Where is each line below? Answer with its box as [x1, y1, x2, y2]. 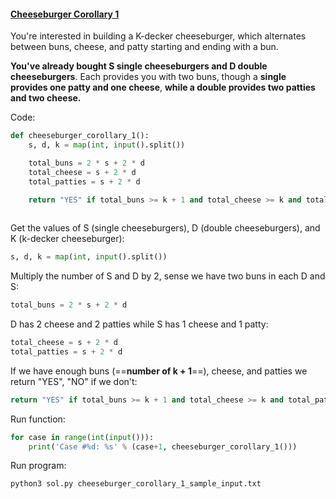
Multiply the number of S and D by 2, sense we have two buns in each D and [10, 270, 326, 282]
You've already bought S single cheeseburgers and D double [10, 60, 268, 72]
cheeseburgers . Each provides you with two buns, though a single [10, 71, 287, 83]
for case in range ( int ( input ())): [10, 432, 155, 442]
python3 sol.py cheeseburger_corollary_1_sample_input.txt [10, 479, 262, 489]
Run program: [10, 460, 67, 472]
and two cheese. [10, 92, 82, 104]
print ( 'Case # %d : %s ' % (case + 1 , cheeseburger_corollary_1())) [28, 441, 298, 452]
